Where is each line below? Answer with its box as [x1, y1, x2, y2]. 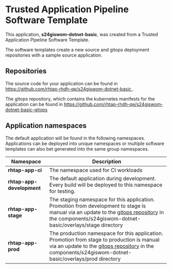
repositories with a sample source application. [5, 52, 102, 58]
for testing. [49, 187, 76, 194]
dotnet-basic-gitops [5, 106, 48, 113]
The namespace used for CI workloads [49, 166, 143, 174]
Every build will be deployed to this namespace [49, 181, 163, 188]
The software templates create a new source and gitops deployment [5, 46, 149, 53]
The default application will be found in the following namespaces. [5, 135, 145, 141]
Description [92, 158, 121, 165]
